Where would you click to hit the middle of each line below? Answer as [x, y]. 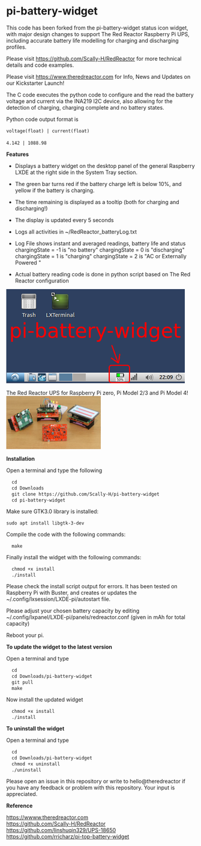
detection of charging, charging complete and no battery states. [85, 107]
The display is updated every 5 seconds [64, 220]
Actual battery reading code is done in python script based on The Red [103, 274]
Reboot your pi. [25, 635]
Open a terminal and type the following [54, 470]
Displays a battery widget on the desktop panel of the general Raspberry [105, 166]
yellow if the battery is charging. [55, 190]
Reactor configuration [42, 281]
